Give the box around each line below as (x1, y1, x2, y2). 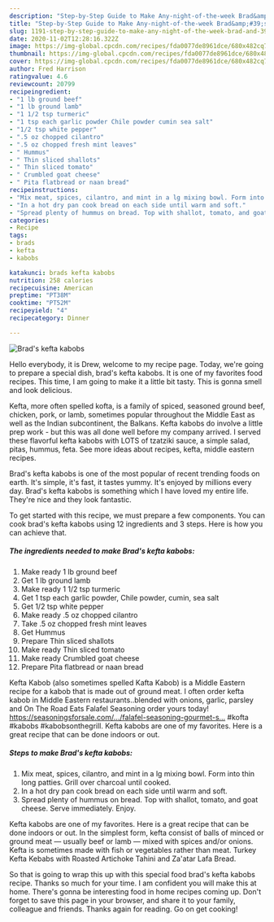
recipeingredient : (9, 87, 72, 96)
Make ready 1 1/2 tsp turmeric (20, 583, 121, 594)
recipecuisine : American (9, 284, 94, 292)
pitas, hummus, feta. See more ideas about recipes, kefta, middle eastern (9, 444, 254, 454)
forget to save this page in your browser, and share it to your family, (9, 895, 236, 905)
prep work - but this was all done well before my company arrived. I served (9, 426, 261, 436)
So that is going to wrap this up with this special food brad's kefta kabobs (9, 869, 255, 879)
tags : (9, 231, 28, 240)
